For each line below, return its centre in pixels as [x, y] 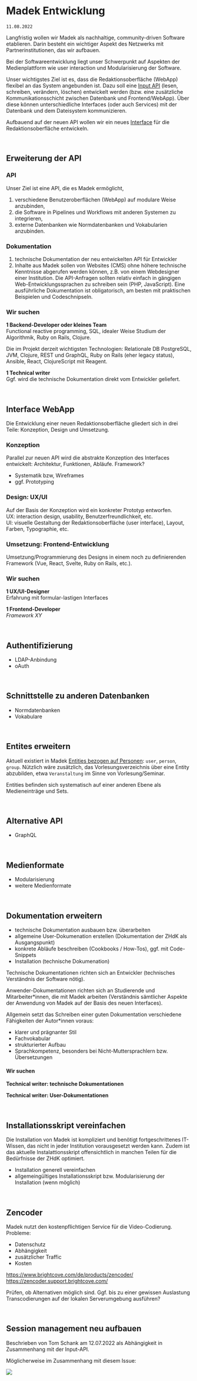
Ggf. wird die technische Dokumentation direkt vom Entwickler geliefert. [93, 379]
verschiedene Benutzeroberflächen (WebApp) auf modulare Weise [95, 200]
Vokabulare [28, 716]
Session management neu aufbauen [74, 1329]
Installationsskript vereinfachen [66, 1126]
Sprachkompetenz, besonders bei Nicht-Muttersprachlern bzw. [91, 1051]
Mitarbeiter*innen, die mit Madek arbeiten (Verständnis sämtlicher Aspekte [97, 997]
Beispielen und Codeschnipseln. [54, 297]
